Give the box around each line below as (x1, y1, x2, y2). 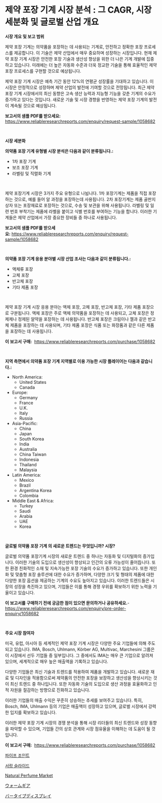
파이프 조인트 (5, 753, 30, 758)
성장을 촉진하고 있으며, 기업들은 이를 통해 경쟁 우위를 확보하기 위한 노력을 (14, 583, 152, 590)
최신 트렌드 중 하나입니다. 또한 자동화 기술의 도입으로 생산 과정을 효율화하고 (10, 681, 152, 687)
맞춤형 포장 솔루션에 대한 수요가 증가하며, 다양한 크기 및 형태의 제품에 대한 (15, 571, 155, 577)
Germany (19, 394, 38, 400)
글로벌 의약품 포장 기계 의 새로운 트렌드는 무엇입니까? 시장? (5, 543, 116, 549)
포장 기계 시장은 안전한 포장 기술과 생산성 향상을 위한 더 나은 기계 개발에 (10, 56, 146, 62)
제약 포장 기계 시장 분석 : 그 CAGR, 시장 (5, 4, 152, 16)
